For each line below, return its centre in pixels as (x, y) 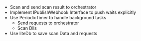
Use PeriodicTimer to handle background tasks (58, 18)
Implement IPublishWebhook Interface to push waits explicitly (73, 12)
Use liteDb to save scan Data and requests (54, 33)
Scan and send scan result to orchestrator (53, 7)
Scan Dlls (27, 28)
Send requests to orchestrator (48, 23)
